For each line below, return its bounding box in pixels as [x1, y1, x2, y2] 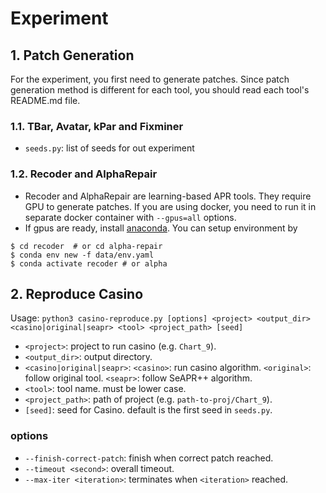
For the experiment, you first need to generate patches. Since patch [10, 73, 290, 85]
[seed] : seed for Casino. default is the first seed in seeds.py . [24, 404, 273, 416]
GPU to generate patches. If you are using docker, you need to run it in [24, 200, 317, 212]
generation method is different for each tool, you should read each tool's [10, 84, 310, 96]
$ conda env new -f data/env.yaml [10, 250, 155, 260]
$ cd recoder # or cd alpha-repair [10, 241, 163, 251]
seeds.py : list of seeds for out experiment [24, 142, 195, 154]
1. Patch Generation [10, 47, 135, 64]
